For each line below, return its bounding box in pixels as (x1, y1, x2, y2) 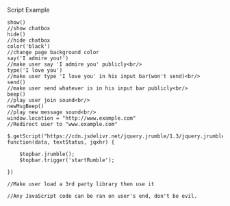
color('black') (7, 43, 51, 50)
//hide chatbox (7, 37, 51, 44)
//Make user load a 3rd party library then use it (7, 181, 155, 188)
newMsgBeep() (7, 103, 44, 110)
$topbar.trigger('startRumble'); (19, 157, 115, 164)
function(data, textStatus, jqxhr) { (7, 139, 115, 146)
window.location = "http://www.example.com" (7, 115, 136, 122)
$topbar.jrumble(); (19, 151, 75, 157)
